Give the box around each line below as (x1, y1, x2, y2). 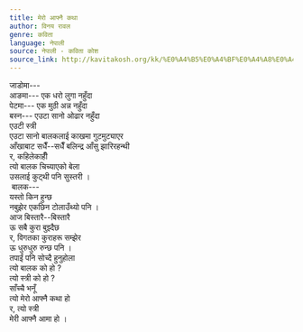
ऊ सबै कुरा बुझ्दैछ (9, 222, 60, 233)
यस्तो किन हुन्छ (9, 191, 52, 202)
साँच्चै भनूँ (9, 283, 36, 293)
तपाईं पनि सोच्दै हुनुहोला (9, 253, 75, 263)
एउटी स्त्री (9, 121, 37, 131)
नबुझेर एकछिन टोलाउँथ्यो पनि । (9, 202, 99, 212)
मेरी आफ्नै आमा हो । (9, 313, 68, 324)
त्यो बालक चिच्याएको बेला (9, 161, 80, 171)
